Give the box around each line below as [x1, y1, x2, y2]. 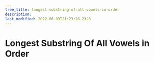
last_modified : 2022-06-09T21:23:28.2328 [5, 16, 91, 21]
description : [5, 12, 32, 17]
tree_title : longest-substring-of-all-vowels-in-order [5, 7, 120, 12]
